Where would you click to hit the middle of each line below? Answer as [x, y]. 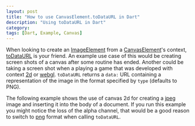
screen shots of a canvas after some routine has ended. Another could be [95, 62]
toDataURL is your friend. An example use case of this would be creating [94, 56]
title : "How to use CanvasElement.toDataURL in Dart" [73, 17]
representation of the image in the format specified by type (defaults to [92, 81]
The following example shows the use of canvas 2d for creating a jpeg [91, 98]
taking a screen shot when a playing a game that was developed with [89, 68]
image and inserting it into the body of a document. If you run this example [96, 104]
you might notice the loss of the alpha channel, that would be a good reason [98, 111]
